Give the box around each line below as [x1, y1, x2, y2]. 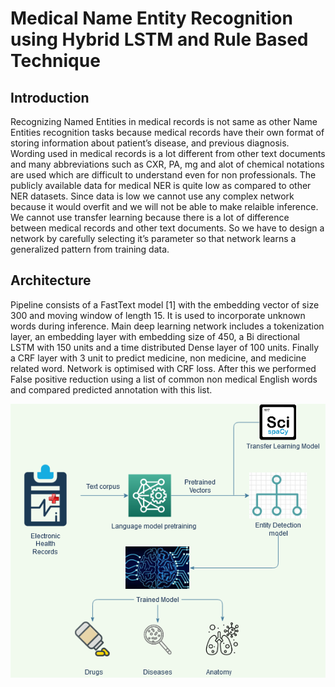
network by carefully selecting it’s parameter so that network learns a [10, 233, 297, 244]
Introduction [10, 89, 90, 106]
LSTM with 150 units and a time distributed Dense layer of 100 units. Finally [10, 341, 320, 353]
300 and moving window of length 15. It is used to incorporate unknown [10, 309, 306, 321]
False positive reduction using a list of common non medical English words [10, 373, 318, 385]
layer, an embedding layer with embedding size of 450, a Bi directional [10, 330, 300, 342]
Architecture [10, 272, 92, 289]
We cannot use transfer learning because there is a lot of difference [10, 212, 290, 223]
